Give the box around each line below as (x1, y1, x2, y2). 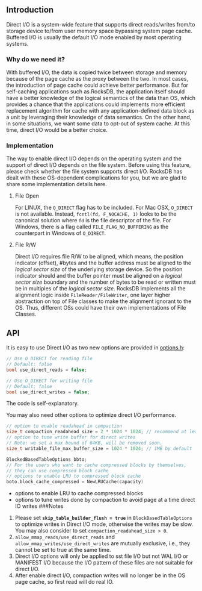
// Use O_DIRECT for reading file (6, 355, 93, 362)
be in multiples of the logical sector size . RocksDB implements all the (14, 285, 186, 292)
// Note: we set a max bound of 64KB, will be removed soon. (6, 440, 163, 446)
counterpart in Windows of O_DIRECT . (14, 230, 106, 237)
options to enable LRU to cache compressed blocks (14, 490, 143, 497)
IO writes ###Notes (14, 502, 64, 510)
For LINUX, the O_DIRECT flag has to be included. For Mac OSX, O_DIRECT (14, 204, 194, 211)
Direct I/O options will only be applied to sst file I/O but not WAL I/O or (14, 552, 188, 560)
